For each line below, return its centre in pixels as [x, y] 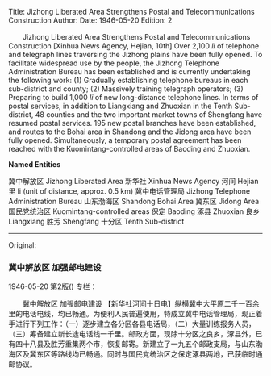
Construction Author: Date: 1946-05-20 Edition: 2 [90, 20]
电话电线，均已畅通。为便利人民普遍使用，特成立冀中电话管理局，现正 [139, 314]
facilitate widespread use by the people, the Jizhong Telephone [114, 63]
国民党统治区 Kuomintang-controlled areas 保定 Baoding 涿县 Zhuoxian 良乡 [134, 211]
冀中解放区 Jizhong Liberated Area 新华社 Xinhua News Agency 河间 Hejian [133, 181]
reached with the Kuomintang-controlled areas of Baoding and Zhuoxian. [129, 149]
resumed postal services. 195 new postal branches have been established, [132, 123]
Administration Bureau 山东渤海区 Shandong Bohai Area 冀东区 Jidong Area [134, 201]
